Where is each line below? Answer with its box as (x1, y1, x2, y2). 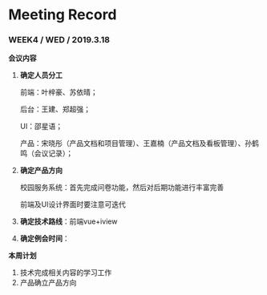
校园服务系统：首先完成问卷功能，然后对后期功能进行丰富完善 (19, 183, 225, 192)
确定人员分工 (19, 71, 63, 80)
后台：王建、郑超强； (19, 104, 91, 114)
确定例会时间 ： (19, 234, 70, 244)
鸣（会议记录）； (19, 148, 74, 158)
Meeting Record (8, 6, 117, 24)
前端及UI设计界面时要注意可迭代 (19, 200, 126, 209)
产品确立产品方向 (19, 278, 77, 288)
